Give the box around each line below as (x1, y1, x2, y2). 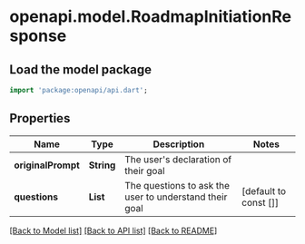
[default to (241, 184, 287, 197)
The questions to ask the (123, 179, 230, 191)
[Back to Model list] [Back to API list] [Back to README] (9, 225, 218, 236)
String (88, 159, 116, 171)
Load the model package (9, 62, 152, 77)
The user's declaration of (123, 152, 232, 165)
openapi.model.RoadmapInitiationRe (9, 6, 292, 27)
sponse (9, 25, 67, 46)
